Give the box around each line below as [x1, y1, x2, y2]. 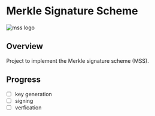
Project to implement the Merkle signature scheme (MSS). [6, 57, 150, 64]
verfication [14, 103, 42, 111]
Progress [6, 75, 41, 85]
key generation [14, 90, 52, 97]
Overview [6, 41, 44, 51]
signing [14, 97, 34, 104]
